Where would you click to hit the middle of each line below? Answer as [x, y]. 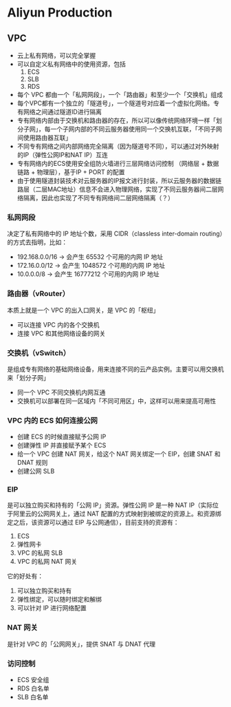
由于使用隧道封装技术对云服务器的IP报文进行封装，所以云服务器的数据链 [119, 181]
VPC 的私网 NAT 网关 [47, 562]
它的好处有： [25, 576]
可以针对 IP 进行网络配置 [52, 608]
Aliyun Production [60, 13]
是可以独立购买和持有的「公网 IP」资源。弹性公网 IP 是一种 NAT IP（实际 [110, 505]
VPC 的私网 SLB [40, 553]
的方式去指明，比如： [37, 242]
